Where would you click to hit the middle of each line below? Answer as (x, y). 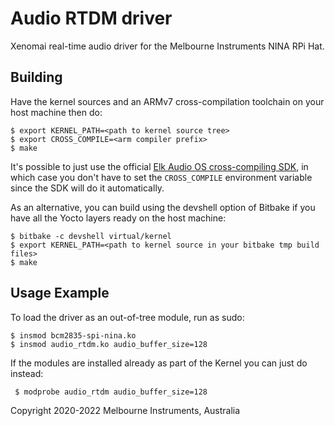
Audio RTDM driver (91, 18)
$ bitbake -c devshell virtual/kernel (91, 236)
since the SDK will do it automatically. (87, 188)
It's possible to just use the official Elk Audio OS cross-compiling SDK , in (159, 166)
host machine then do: (56, 112)
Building (36, 77)
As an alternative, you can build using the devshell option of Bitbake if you (163, 207)
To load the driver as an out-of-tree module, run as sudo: (127, 317)
